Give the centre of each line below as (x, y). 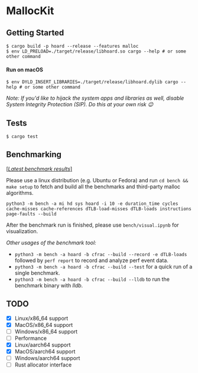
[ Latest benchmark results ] (39, 169)
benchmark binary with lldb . (49, 285)
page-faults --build (32, 214)
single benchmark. (37, 273)
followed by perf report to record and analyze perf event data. (91, 260)
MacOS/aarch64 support (45, 351)
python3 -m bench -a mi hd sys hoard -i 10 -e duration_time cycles (92, 204)
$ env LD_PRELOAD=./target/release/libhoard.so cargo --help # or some (96, 51)
